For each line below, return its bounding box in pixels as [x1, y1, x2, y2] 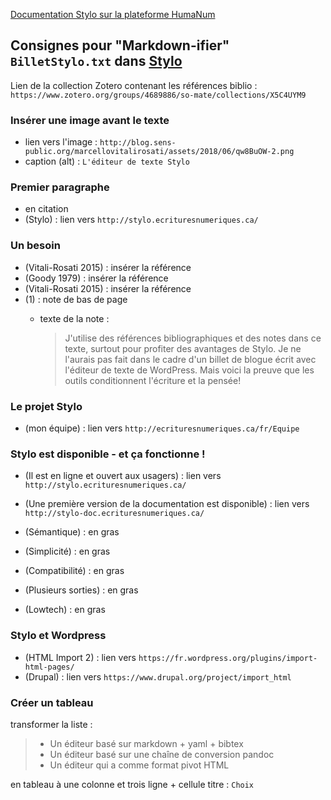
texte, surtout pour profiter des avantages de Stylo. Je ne [64, 342, 302, 354]
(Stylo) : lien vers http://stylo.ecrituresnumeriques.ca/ [24, 214, 259, 226]
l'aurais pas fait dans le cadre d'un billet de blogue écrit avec [64, 353, 317, 365]
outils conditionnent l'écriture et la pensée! [64, 374, 242, 386]
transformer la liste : [10, 718, 93, 730]
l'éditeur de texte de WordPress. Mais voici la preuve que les [64, 364, 315, 376]
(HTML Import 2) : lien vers [24, 651, 137, 663]
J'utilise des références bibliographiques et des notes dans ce [64, 332, 322, 344]
